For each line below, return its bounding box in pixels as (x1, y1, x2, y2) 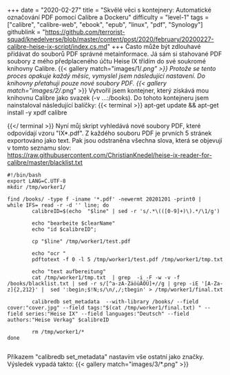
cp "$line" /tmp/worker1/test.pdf (32, 238, 131, 245)
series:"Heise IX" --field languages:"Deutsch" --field (25, 310, 189, 317)
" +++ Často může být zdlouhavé (107, 43, 201, 50)
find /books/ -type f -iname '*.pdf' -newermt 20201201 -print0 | (7, 196, 202, 203)
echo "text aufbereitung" (32, 268, 107, 275)
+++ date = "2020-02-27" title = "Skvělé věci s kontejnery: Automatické (7, 6, 212, 14)
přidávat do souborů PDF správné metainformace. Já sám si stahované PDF (7, 50, 222, 58)
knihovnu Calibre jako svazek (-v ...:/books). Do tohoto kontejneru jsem (7, 94, 209, 102)
